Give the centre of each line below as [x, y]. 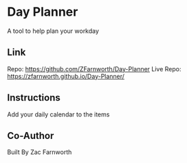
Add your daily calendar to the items [58, 114]
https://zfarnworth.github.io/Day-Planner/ [66, 76]
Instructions [34, 98]
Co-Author [31, 135]
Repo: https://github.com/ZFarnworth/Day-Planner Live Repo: [94, 68]
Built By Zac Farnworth [40, 152]
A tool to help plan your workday [53, 31]
